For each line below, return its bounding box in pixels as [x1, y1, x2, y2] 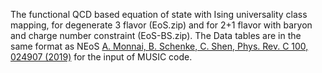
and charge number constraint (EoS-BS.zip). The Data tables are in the [10, 30, 302, 41]
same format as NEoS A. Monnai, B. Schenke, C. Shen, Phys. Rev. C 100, [10, 40, 309, 52]
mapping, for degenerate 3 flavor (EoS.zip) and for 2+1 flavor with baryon [10, 19, 313, 31]
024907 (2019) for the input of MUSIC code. [10, 51, 193, 63]
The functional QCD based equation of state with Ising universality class [10, 9, 308, 20]
